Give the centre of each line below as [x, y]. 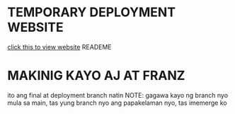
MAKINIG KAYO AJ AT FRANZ [96, 76]
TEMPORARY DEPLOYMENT [91, 12]
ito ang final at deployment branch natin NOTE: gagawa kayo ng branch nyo [118, 95]
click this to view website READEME [59, 47]
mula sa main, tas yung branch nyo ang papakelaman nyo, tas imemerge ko [117, 103]
